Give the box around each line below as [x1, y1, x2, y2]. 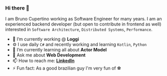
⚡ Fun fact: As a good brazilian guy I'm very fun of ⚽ [12, 65, 121, 71]
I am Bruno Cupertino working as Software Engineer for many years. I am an [5, 16, 162, 22]
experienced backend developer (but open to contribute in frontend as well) [5, 21, 161, 27]
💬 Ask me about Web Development [12, 52, 86, 58]
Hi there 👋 [5, 4, 30, 11]
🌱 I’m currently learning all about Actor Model [12, 47, 107, 53]
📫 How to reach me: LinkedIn [12, 57, 75, 64]
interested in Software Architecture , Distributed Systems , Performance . [5, 26, 152, 32]
